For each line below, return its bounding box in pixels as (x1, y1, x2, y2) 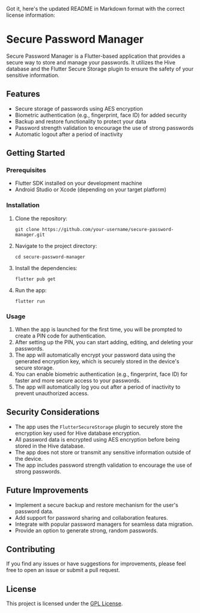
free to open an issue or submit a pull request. (6, 567, 120, 574)
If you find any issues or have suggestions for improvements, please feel (6, 560, 186, 567)
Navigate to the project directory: (14, 242, 97, 249)
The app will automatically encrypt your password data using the (14, 351, 176, 359)
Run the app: (14, 286, 47, 294)
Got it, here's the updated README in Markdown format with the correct (6, 5, 185, 12)
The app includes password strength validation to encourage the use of (14, 461, 192, 469)
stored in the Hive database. (14, 442, 85, 449)
